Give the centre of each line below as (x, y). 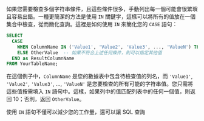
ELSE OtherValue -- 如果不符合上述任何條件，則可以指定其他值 (90, 53)
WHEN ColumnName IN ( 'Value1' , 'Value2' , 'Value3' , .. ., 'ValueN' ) (104, 47)
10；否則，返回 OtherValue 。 (49, 99)
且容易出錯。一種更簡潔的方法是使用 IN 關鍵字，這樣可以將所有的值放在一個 (101, 16)
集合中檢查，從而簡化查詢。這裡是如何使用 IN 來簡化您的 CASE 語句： (92, 24)
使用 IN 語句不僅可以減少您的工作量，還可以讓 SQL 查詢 (76, 112)
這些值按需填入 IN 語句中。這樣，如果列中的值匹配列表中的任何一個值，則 (98, 92)
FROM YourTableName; (32, 64)
